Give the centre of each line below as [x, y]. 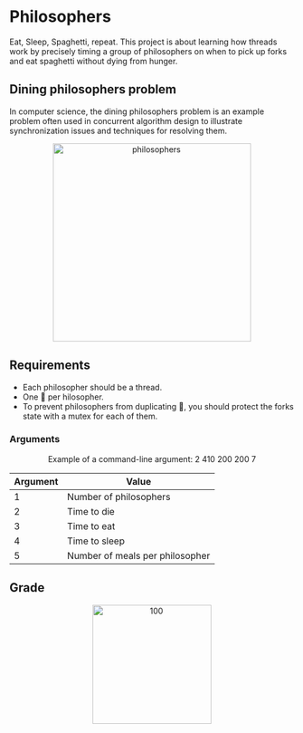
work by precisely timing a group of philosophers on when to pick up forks [148, 51]
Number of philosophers [119, 497]
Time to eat [91, 526]
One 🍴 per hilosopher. [63, 397]
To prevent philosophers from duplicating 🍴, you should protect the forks [158, 406]
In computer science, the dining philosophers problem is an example [137, 111]
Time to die [91, 511]
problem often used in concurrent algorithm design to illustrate [126, 121]
